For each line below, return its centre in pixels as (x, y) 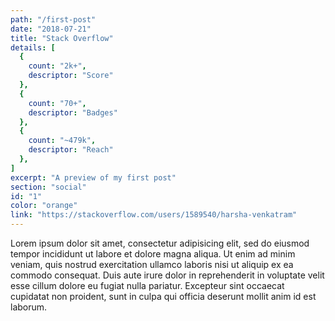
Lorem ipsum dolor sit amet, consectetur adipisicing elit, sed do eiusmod (160, 243)
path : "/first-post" (53, 19)
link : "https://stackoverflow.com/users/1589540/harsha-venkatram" (154, 215)
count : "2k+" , (57, 66)
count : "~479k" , (62, 141)
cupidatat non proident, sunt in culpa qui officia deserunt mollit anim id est (163, 296)
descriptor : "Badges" (73, 112)
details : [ (33, 47)
